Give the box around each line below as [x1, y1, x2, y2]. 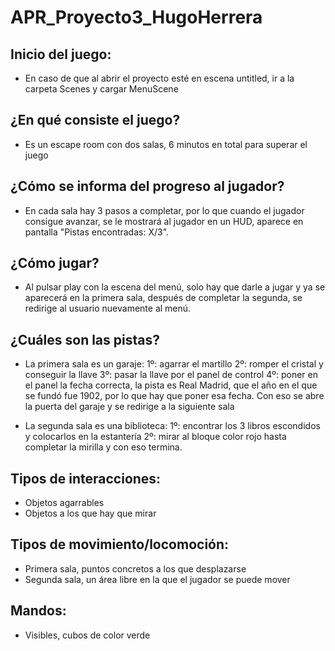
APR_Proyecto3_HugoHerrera [10, 6, 263, 29]
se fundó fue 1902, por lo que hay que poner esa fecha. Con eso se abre [24, 390, 325, 402]
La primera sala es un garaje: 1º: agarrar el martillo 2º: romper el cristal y [24, 358, 324, 370]
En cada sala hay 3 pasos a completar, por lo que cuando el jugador [24, 204, 305, 216]
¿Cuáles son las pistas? [10, 331, 160, 348]
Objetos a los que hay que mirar [24, 507, 157, 520]
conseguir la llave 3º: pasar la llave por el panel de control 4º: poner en [24, 369, 319, 381]
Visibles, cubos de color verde [24, 629, 151, 641]
